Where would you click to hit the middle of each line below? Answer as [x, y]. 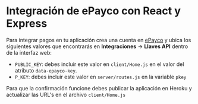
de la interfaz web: [29, 52]
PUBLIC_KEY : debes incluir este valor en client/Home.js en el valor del [99, 64]
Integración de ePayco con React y [94, 11]
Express [27, 23]
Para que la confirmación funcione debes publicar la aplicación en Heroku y [99, 88]
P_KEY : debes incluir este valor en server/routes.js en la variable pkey [100, 77]
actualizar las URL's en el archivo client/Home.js [66, 94]
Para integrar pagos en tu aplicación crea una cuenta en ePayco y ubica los [99, 40]
